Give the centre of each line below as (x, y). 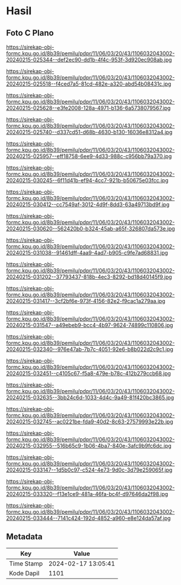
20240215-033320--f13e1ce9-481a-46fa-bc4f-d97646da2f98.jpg (87, 494)
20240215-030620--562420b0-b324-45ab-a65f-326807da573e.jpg (90, 229)
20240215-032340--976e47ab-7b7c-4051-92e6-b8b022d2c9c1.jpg (90, 349)
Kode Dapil (24, 573)
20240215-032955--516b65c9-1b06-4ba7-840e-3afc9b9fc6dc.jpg (89, 446)
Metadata (24, 537)
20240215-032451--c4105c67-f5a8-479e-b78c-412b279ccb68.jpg (88, 373)
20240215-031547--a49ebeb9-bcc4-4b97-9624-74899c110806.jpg (90, 325)
